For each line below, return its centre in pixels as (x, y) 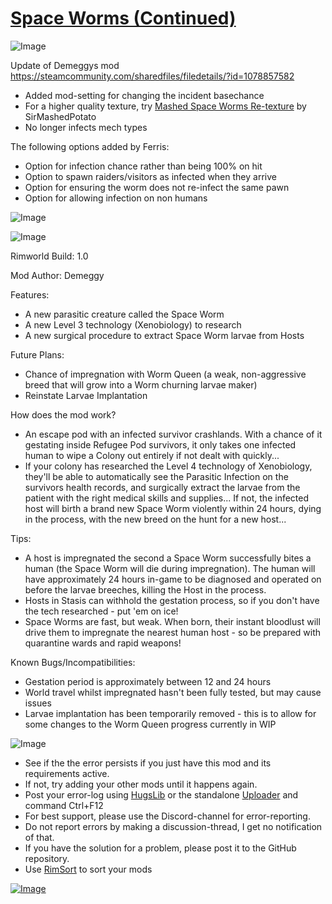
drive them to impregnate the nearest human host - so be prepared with (173, 632)
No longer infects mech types (86, 127)
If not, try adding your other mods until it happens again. (141, 784)
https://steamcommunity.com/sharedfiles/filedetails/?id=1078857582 (152, 76)
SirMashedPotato (60, 116)
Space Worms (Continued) (123, 18)
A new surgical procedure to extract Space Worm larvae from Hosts (164, 335)
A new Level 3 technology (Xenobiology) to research (133, 324)
